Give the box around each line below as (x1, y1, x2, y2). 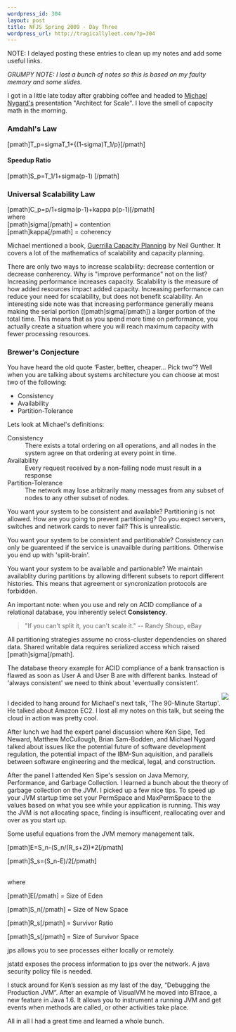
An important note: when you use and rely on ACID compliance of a (7, 601, 202, 609)
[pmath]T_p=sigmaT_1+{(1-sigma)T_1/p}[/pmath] (7, 140, 146, 148)
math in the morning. (7, 106, 68, 115)
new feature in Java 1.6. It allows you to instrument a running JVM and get (7, 996, 221, 1005)
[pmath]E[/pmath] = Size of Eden (7, 891, 103, 900)
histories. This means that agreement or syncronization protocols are (7, 580, 207, 588)
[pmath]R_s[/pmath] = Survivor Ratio (7, 919, 114, 927)
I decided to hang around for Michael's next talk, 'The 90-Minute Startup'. (7, 699, 221, 708)
